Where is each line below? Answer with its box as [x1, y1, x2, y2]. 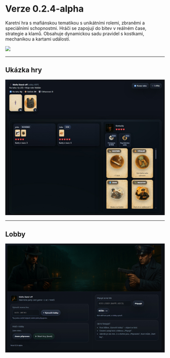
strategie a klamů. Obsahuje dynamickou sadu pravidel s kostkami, [5, 30, 145, 36]
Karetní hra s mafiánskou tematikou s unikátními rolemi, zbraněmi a [5, 20, 145, 26]
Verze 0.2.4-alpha [5, 3, 84, 15]
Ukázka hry [5, 66, 42, 74]
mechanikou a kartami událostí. [5, 36, 71, 42]
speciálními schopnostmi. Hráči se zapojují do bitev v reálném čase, [5, 25, 147, 31]
